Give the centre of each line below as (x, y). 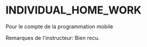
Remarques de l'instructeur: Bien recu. (53, 38)
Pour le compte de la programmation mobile (60, 26)
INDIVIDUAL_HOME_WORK (73, 10)
